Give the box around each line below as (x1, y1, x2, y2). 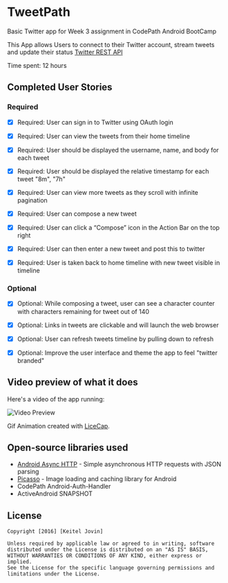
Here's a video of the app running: (7, 394, 105, 403)
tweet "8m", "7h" (17, 175, 66, 183)
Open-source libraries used (7, 442, 129, 453)
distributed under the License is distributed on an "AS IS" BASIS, (7, 546, 209, 553)
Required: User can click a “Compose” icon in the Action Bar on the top (17, 223, 220, 232)
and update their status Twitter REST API (7, 48, 123, 56)
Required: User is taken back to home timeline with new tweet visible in (17, 259, 220, 267)
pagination (17, 195, 48, 205)
